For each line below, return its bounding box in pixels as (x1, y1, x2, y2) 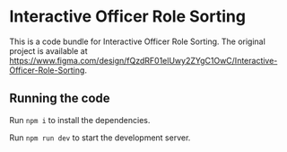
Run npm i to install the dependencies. (9, 114, 151, 125)
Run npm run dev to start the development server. (9, 132, 191, 143)
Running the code (9, 91, 110, 106)
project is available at (9, 45, 88, 56)
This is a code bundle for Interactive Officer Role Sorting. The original (9, 36, 266, 47)
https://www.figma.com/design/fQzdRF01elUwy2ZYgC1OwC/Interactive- (9, 55, 278, 66)
